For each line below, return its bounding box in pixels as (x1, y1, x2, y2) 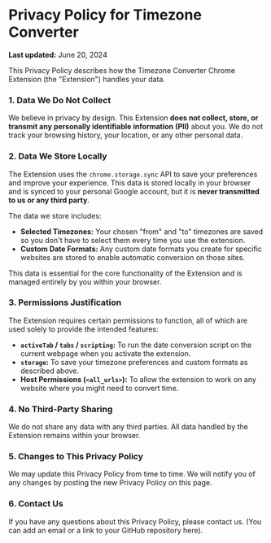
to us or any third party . (8, 195, 90, 205)
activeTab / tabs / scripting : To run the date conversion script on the (20, 340, 252, 350)
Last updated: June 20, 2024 (8, 50, 107, 59)
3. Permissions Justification (8, 297, 122, 308)
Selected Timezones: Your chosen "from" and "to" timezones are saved (20, 226, 264, 237)
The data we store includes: (8, 211, 102, 220)
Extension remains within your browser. (8, 431, 141, 441)
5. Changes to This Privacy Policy (8, 451, 144, 463)
